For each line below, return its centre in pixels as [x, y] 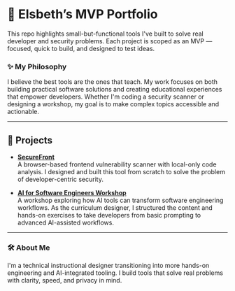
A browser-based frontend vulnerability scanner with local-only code [117, 164]
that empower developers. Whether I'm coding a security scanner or [106, 97]
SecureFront [36, 157]
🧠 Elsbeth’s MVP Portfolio [83, 14]
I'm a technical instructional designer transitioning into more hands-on [108, 266]
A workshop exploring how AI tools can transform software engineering [120, 200]
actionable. [23, 112]
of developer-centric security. [60, 179]
